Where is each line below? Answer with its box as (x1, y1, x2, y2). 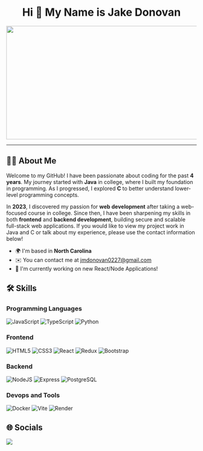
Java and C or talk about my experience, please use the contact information (6, 228, 195, 235)
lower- (175, 185, 192, 192)
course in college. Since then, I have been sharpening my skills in (28, 209, 191, 217)
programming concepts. (19, 191, 80, 199)
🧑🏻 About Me (6, 156, 57, 166)
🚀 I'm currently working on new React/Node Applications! (14, 265, 158, 272)
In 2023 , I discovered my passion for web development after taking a (6, 203, 180, 210)
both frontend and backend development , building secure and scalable (6, 216, 186, 223)
